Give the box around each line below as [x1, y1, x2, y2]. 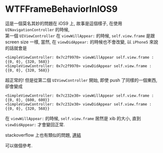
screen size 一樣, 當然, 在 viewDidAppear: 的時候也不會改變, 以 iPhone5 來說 [5, 38, 159, 45]
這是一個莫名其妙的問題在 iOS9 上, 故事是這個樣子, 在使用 [5, 20, 122, 26]
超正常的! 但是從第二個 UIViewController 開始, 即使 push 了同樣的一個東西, [5, 77, 158, 83]
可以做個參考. [5, 142, 33, 149]
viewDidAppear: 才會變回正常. [5, 121, 65, 127]
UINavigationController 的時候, [5, 26, 70, 33]
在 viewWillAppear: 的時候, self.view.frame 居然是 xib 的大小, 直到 [5, 115, 141, 121]
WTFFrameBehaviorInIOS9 [5, 3, 118, 15]
